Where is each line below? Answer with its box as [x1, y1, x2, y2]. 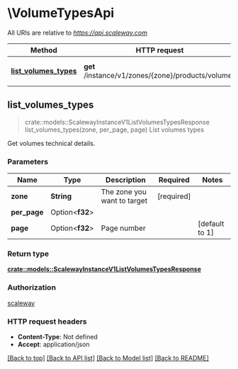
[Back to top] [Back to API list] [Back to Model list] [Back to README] [7, 353, 209, 362]
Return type [7, 249, 50, 259]
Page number [101, 223, 147, 233]
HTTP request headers [7, 317, 87, 327]
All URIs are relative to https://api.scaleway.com [7, 28, 147, 37]
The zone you [101, 187, 147, 197]
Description [105, 175, 147, 185]
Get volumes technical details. [7, 139, 96, 147]
